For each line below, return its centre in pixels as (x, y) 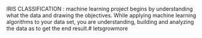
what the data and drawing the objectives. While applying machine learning (101, 15)
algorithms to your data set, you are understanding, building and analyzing (100, 22)
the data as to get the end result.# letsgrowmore (67, 28)
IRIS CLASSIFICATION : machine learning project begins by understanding (100, 9)
